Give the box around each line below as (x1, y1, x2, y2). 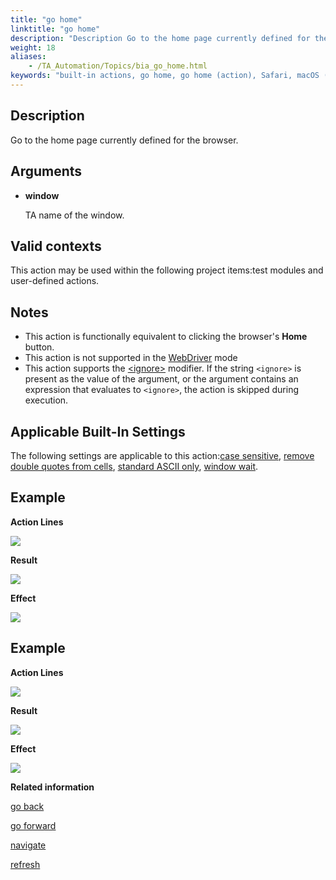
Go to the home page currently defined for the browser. (10, 134, 239, 146)
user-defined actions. (10, 275, 100, 287)
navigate (10, 839, 47, 851)
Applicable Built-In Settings (10, 423, 186, 440)
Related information (10, 781, 95, 793)
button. (24, 341, 55, 353)
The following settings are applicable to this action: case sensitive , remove (10, 449, 315, 461)
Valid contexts (10, 237, 102, 255)
